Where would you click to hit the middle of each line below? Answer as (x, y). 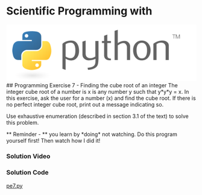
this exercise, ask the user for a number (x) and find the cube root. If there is (101, 98)
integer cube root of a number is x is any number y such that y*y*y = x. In (98, 92)
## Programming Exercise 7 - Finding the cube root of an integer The (92, 85)
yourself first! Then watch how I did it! (53, 141)
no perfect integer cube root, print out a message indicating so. (85, 105)
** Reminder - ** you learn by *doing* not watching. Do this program (92, 134)
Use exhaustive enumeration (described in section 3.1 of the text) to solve (97, 116)
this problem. (23, 123)
